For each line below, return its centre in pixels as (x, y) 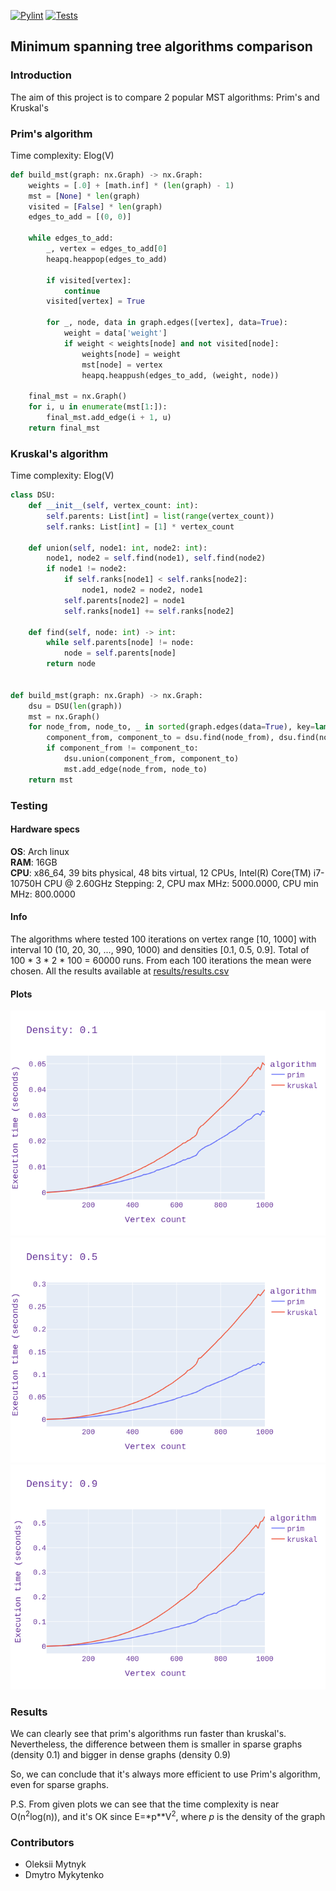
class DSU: (33, 495)
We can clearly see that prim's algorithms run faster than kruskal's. (148, 1734)
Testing (29, 805)
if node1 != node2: (87, 569)
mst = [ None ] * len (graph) (84, 196)
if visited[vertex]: (89, 280)
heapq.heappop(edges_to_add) (107, 259)
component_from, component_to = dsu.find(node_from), (160, 738)
